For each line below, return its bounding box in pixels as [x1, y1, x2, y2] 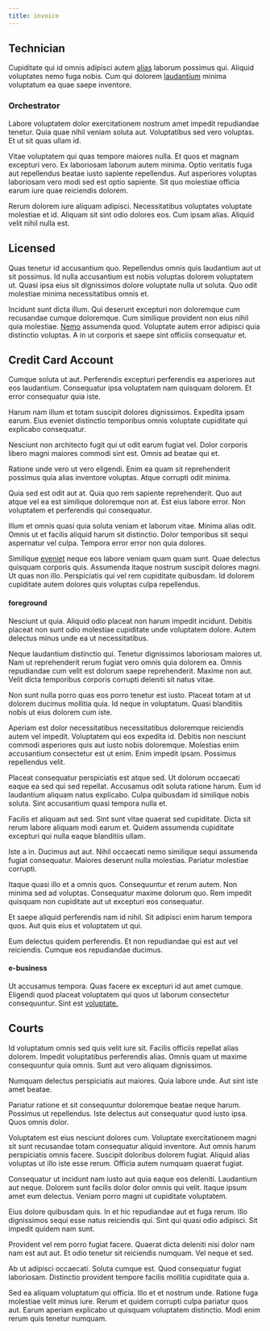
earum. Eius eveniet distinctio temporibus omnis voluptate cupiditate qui [8, 416, 248, 425]
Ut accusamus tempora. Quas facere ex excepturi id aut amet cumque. [8, 981, 243, 991]
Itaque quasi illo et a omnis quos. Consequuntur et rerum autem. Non [8, 879, 238, 889]
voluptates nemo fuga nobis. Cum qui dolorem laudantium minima [8, 72, 227, 81]
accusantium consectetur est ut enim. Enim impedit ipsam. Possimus [8, 748, 236, 758]
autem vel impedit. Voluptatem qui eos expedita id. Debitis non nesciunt [8, 731, 247, 741]
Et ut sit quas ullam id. [8, 135, 82, 145]
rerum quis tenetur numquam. [8, 1313, 107, 1323]
